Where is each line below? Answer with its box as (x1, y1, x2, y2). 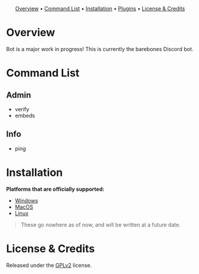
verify (14, 105, 30, 112)
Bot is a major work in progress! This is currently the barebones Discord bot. (6, 45, 194, 52)
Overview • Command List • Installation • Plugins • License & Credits (15, 5, 185, 12)
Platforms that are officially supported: (6, 185, 105, 193)
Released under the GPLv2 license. (6, 262, 92, 269)
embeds (14, 112, 35, 119)
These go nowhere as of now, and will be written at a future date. (20, 221, 181, 228)
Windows (14, 197, 38, 204)
